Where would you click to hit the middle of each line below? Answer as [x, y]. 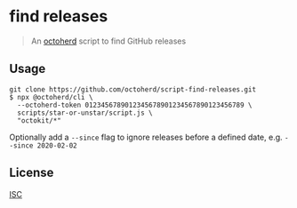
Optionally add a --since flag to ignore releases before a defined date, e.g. [146, 137]
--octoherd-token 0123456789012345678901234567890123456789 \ [135, 105]
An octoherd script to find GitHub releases [108, 41]
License [32, 173]
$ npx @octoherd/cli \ [51, 97]
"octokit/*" [40, 120]
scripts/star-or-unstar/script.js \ [85, 113]
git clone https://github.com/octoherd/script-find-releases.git [132, 89]
